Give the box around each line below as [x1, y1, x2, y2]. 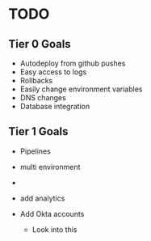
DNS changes [19, 93, 66, 102]
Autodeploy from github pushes [19, 58, 126, 68]
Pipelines [19, 146, 51, 156]
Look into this [31, 224, 78, 235]
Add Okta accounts [19, 209, 85, 218]
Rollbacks [19, 76, 53, 85]
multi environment [19, 162, 81, 171]
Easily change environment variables [19, 84, 143, 94]
